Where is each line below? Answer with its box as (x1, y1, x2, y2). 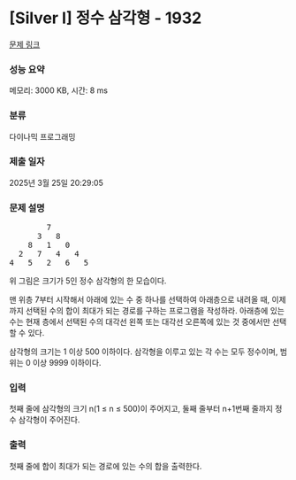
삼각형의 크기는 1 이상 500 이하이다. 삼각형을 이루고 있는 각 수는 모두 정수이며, (9, 346, 278, 357)
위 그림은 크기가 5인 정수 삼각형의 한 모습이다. (9, 275, 167, 286)
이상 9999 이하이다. (32, 358, 102, 368)
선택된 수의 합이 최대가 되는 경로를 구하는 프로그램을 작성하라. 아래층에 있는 (25, 306, 285, 316)
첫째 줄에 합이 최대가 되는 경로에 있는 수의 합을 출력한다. (9, 461, 202, 471)
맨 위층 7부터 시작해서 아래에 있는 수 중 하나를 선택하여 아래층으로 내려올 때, (9, 294, 270, 306)
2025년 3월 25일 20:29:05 (9, 177, 103, 188)
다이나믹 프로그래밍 (9, 131, 76, 142)
